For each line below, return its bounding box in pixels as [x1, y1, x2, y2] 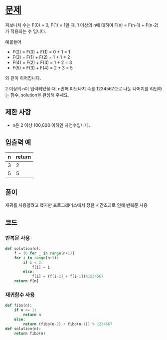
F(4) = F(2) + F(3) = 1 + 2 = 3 [12, 59, 72, 65]
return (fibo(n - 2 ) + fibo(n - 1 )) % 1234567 [23, 322, 113, 327]
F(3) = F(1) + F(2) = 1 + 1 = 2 [12, 54, 70, 60]
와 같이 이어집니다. [5, 75, 41, 81]
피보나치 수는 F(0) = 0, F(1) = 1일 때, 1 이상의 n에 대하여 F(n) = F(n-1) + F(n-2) [5, 22, 159, 28]
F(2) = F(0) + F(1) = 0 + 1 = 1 [12, 48, 71, 55]
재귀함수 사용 [5, 291, 35, 298]
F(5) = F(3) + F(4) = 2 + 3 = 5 [12, 64, 73, 70]
